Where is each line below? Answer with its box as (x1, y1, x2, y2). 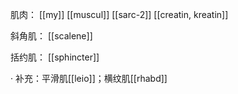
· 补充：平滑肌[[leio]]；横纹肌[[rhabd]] (10, 73, 168, 84)
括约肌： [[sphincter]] (10, 51, 100, 63)
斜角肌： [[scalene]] (10, 30, 93, 42)
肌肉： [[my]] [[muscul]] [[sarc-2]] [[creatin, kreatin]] (10, 9, 229, 20)
